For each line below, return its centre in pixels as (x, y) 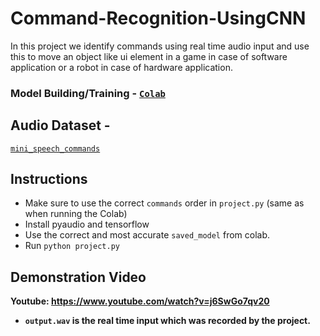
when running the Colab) (76, 214)
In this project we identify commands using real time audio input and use (160, 46)
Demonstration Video (78, 277)
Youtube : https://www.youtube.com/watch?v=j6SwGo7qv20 (140, 301)
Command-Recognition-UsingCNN (158, 18)
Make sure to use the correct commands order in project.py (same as (164, 203)
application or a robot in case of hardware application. (121, 67)
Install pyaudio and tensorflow (87, 224)
